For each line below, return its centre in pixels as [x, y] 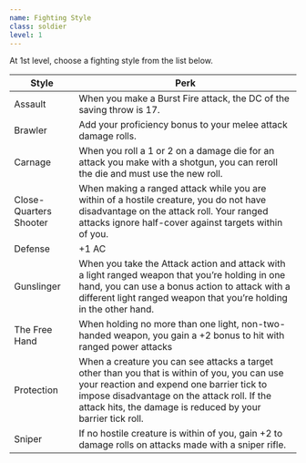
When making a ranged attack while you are [173, 189]
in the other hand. [117, 309]
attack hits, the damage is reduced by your [170, 407]
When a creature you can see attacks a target [176, 362]
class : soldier [38, 26]
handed [95, 335]
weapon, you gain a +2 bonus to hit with [199, 335]
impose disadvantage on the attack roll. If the [175, 396]
